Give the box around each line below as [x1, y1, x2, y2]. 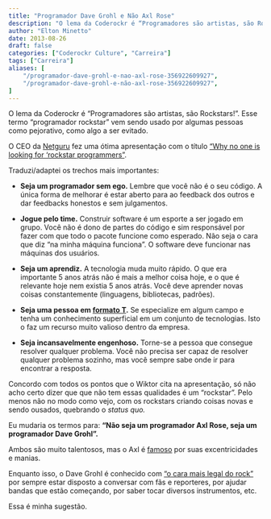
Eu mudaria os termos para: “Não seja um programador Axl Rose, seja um [8, 421, 257, 430]
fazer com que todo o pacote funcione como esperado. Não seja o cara [19, 231, 258, 241]
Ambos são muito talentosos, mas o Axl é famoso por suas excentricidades [8, 445, 258, 455]
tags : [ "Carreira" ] [8, 57, 74, 65]
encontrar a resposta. [19, 363, 93, 373]
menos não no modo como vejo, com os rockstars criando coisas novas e [8, 397, 254, 406]
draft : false [8, 42, 52, 50]
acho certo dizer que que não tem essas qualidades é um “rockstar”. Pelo [8, 388, 252, 397]
